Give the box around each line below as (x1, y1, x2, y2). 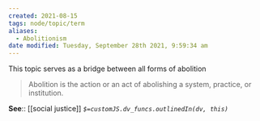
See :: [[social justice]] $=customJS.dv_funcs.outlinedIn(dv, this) (8, 104, 228, 114)
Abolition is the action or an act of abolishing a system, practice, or (28, 80, 252, 90)
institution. (28, 88, 64, 98)
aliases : (8, 27, 38, 35)
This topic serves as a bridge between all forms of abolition (8, 64, 207, 73)
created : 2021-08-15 (8, 11, 79, 20)
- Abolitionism (15, 34, 67, 43)
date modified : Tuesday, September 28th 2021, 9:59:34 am (8, 42, 208, 50)
